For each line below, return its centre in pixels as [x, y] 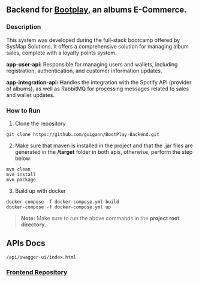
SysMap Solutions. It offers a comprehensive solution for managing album [97, 46]
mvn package [21, 180]
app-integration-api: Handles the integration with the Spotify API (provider [99, 82]
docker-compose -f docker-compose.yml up [59, 207]
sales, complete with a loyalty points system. [61, 53]
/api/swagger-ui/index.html [41, 257]
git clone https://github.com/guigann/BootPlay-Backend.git [83, 134]
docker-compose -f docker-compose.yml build [63, 202]
